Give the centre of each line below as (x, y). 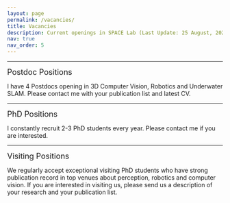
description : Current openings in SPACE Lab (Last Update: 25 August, (110, 33)
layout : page (26, 13)
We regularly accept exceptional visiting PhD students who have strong (108, 170)
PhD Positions (33, 114)
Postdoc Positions (40, 72)
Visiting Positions (38, 156)
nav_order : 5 (26, 45)
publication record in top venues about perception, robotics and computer (112, 178)
